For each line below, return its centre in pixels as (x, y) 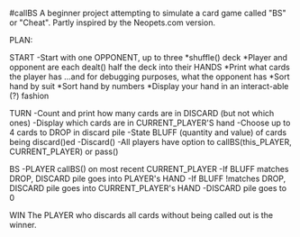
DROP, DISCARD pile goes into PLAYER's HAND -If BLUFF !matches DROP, (148, 178)
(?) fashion (29, 96)
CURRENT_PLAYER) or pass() (64, 151)
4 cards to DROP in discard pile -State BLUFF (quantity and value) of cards (148, 132)
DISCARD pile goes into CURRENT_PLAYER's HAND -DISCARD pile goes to (148, 188)
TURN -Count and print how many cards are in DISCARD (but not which (142, 113)
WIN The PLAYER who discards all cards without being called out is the (141, 215)
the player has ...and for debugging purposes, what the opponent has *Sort (150, 77)
